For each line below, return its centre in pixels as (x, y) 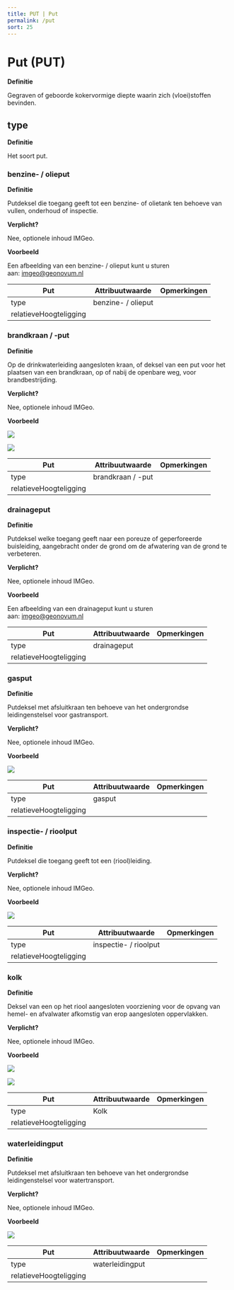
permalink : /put (31, 21)
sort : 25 (20, 27)
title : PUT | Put (33, 14)
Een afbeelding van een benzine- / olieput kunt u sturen (88, 266)
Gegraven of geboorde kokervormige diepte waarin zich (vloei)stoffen (109, 96)
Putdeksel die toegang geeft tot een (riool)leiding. (80, 860)
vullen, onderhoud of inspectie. (53, 211)
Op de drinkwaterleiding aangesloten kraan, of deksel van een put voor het (117, 365)
